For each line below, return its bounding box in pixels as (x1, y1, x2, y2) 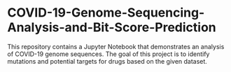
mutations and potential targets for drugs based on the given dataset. (7, 57, 208, 65)
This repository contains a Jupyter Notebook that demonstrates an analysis (7, 42, 225, 51)
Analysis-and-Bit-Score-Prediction (7, 19, 216, 35)
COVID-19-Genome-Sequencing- (7, 5, 205, 21)
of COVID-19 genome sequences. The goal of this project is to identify (7, 50, 210, 58)
